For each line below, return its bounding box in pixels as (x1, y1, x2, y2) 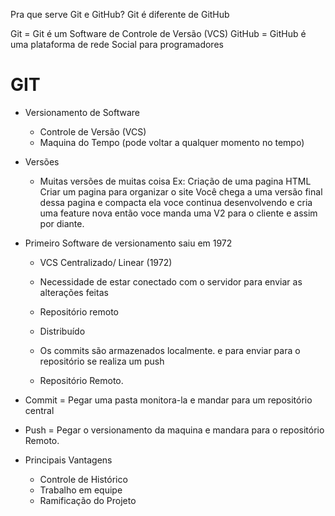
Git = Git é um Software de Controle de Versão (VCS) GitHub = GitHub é (10, 28, 307, 39)
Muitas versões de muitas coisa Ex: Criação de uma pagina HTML (39, 175, 312, 187)
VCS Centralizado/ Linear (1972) (39, 256, 173, 268)
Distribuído (39, 325, 86, 337)
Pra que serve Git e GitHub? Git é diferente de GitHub (10, 9, 230, 20)
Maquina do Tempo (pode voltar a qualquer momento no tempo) (39, 136, 305, 148)
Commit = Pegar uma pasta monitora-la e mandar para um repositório (24, 394, 313, 406)
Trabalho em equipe (39, 484, 123, 496)
